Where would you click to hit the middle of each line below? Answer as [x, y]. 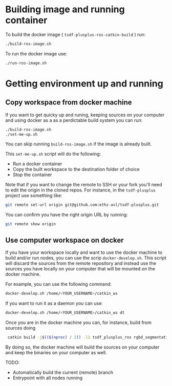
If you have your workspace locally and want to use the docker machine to [84, 252]
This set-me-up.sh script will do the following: [53, 154]
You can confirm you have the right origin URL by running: [67, 215]
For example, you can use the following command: [58, 284]
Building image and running [65, 9]
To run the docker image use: [36, 53]
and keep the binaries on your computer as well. [56, 352]
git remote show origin [31, 224]
